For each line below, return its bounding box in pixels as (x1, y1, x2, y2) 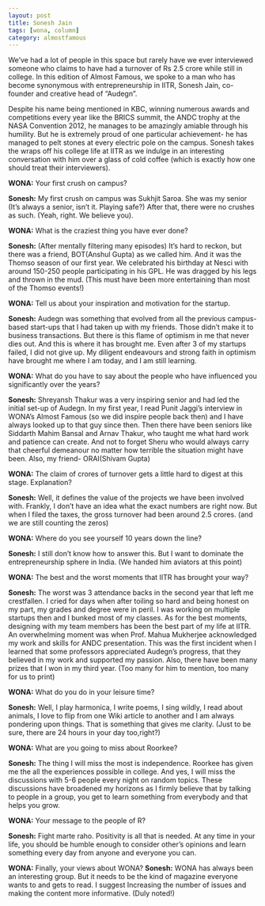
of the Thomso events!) (8, 283, 85, 293)
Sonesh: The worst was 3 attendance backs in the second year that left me (8, 588, 254, 597)
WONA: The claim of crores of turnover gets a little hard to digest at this (8, 469, 244, 479)
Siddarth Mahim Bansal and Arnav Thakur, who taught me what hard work (8, 429, 249, 438)
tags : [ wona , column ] (8, 26, 80, 34)
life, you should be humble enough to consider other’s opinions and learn (8, 840, 247, 849)
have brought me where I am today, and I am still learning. (8, 356, 197, 366)
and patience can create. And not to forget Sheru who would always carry (8, 437, 249, 447)
